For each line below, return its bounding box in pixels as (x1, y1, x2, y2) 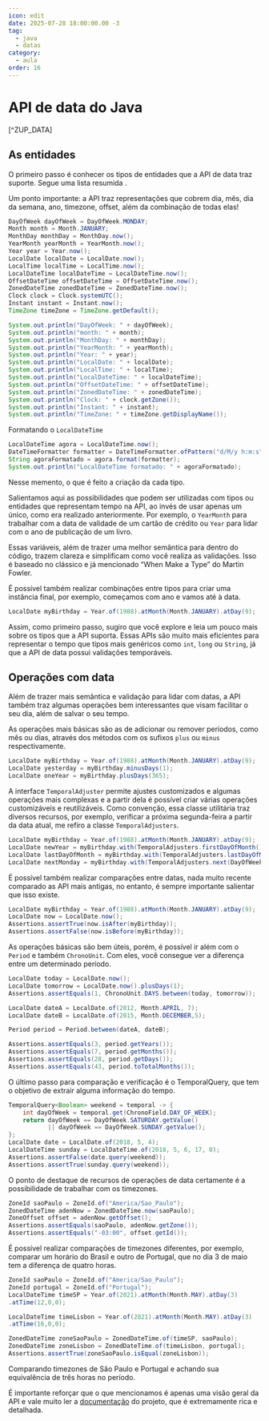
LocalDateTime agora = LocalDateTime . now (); (8, 441, 159, 449)
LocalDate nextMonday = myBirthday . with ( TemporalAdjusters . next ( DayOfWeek (8, 858, 263, 866)
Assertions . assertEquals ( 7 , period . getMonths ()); (8, 1048, 178, 1056)
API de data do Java (8, 98, 143, 116)
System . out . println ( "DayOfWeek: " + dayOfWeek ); (8, 321, 174, 329)
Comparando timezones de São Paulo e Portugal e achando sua (8, 1363, 219, 1374)
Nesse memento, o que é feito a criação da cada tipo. (8, 477, 186, 487)
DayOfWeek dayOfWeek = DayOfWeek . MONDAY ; (8, 217, 149, 225)
